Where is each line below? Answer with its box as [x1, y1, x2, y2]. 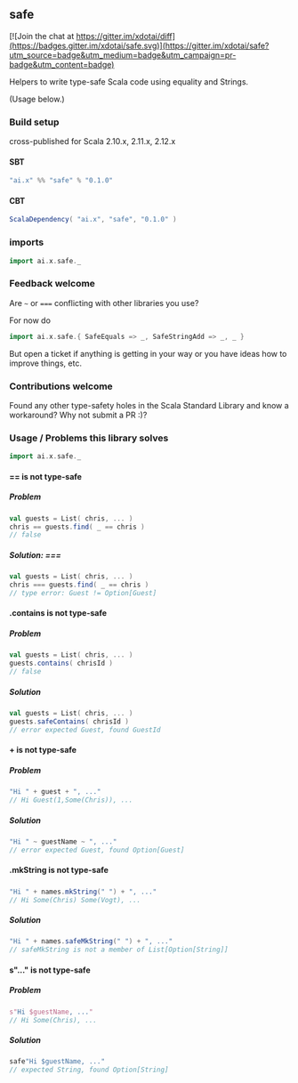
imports [9, 236, 44, 248]
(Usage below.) [9, 93, 65, 104]
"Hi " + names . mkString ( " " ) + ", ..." [9, 887, 157, 896]
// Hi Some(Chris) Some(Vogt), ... [9, 895, 141, 904]
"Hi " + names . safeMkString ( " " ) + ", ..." [9, 937, 173, 946]
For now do [9, 315, 52, 326]
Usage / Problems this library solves [9, 432, 169, 444]
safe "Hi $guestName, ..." [9, 1057, 105, 1066]
